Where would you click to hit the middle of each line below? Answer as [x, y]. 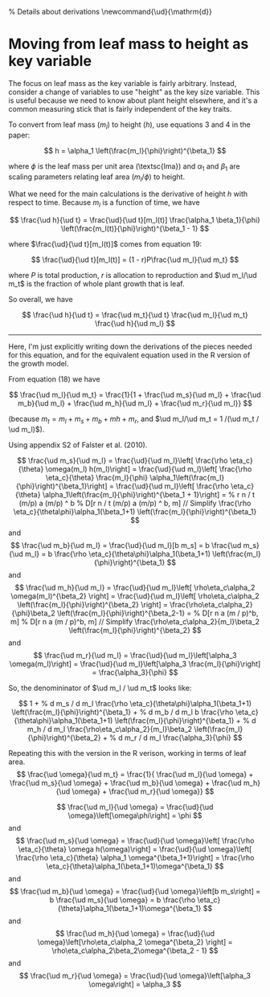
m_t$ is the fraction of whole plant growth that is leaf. [96, 284]
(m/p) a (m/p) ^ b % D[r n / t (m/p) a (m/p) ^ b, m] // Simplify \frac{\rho [135, 503]
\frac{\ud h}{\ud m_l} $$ [135, 324]
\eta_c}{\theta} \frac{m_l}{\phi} [97, 477]
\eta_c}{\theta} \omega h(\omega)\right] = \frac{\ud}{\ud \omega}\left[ [135, 849]
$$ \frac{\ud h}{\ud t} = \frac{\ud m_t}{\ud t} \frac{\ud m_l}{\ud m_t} [135, 315]
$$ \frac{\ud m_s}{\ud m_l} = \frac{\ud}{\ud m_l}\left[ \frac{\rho [123, 460]
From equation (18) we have [54, 379]
